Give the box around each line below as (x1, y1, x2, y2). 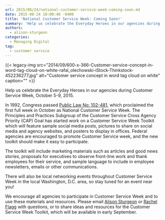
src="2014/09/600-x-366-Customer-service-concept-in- (37, 62, 154, 68)
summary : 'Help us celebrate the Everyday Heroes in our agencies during (5, 21, 161, 26)
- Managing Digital (9, 39, 50, 44)
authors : (5, 26, 23, 31)
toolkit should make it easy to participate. (5, 138, 89, 144)
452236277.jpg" (5, 72, 38, 78)
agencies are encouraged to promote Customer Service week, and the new (5, 133, 159, 139)
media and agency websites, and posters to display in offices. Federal (5, 128, 147, 134)
